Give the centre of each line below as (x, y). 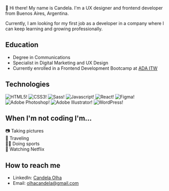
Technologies (28, 84)
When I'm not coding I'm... (49, 118)
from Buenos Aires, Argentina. (37, 13)
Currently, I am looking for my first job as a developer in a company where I (85, 23)
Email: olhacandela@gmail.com (46, 183)
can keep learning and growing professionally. (54, 29)
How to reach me (33, 165)
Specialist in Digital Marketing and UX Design (60, 63)
